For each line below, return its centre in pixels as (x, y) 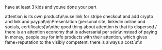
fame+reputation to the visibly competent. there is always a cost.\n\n (74, 42)
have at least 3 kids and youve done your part (51, 7)
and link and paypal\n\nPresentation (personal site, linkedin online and (75, 22)
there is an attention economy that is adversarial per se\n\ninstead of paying (81, 32)
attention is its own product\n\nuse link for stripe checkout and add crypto (79, 16)
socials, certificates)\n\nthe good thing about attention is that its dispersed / (81, 27)
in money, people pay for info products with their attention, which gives (76, 37)
